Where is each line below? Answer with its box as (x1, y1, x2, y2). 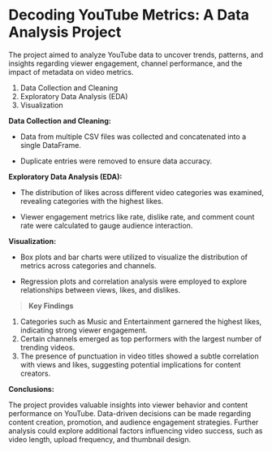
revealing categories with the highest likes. (19, 196, 164, 206)
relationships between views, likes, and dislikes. (19, 285, 181, 294)
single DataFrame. (19, 140, 81, 150)
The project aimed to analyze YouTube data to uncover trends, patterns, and (8, 50, 264, 59)
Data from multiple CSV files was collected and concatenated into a (19, 132, 247, 141)
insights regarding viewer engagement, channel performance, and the (8, 59, 243, 68)
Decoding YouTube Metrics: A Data (8, 6, 250, 24)
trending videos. (19, 342, 76, 352)
